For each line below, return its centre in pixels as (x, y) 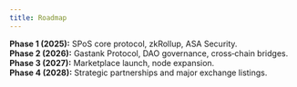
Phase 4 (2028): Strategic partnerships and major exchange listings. (138, 72)
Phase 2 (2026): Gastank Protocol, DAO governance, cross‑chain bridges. (149, 53)
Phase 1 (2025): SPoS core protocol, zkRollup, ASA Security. (123, 43)
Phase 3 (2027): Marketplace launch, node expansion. (112, 63)
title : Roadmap (38, 18)
